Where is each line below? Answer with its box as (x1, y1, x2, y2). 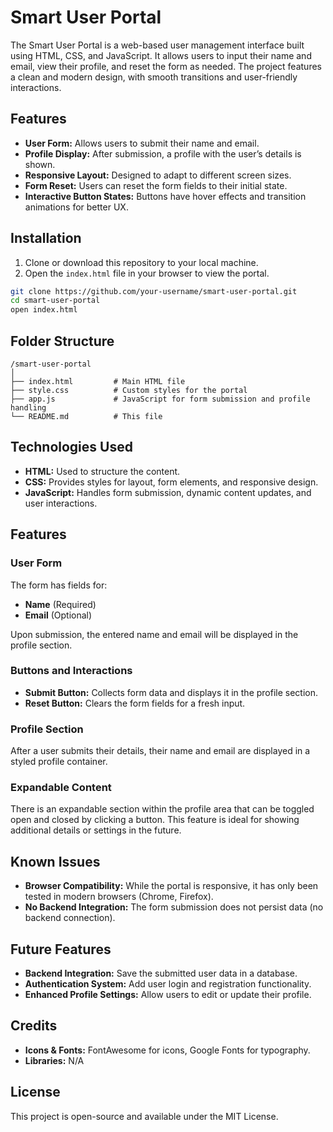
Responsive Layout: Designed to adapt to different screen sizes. (24, 169, 292, 181)
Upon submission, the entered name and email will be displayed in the (10, 628, 299, 640)
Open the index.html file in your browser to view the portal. (24, 267, 270, 279)
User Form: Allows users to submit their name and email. (24, 137, 260, 149)
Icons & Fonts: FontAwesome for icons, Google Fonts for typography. (24, 1044, 311, 1056)
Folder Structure (10, 332, 115, 350)
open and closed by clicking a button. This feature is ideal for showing (10, 814, 300, 826)
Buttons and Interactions (10, 664, 133, 678)
